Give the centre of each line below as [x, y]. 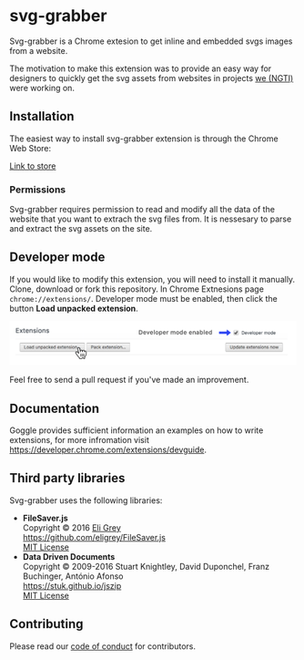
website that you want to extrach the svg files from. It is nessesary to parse [151, 219]
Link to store [33, 166]
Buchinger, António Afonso [73, 576]
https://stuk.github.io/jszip [72, 585]
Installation [42, 116]
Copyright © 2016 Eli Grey [71, 527]
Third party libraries [67, 478]
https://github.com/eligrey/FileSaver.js [94, 537]
